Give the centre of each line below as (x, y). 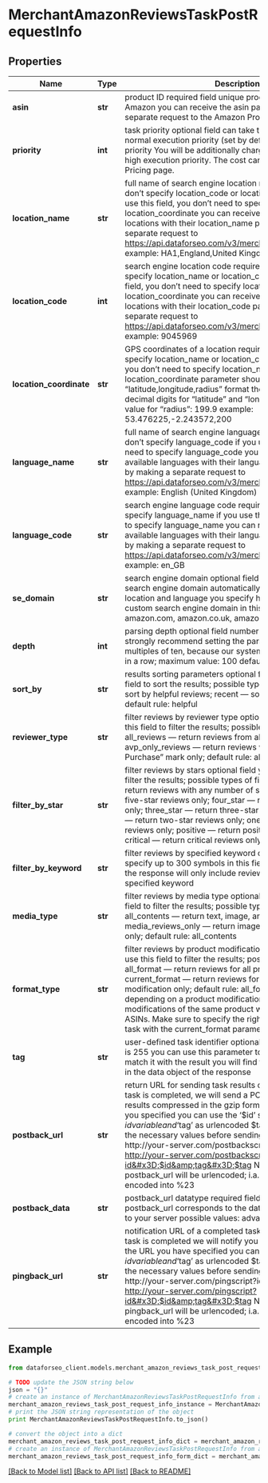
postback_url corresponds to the (186, 1208)
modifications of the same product (189, 1009)
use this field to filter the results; (185, 959)
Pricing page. (150, 170)
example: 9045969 (161, 336)
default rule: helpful (161, 704)
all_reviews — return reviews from (189, 737)
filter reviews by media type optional (193, 896)
